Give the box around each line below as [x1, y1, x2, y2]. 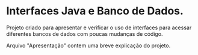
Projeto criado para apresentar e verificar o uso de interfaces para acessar [6, 24, 192, 31]
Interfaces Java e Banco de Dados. [6, 4, 184, 18]
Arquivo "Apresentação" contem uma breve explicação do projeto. [6, 42, 171, 49]
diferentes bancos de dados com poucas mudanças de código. [6, 30, 164, 37]
